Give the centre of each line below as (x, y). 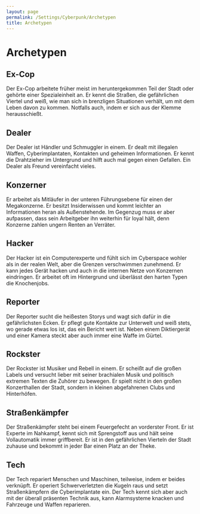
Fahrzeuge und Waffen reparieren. (49, 504)
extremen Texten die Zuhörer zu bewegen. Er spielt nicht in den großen (94, 381)
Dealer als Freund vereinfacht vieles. (51, 166)
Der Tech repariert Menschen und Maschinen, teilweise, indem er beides (96, 479)
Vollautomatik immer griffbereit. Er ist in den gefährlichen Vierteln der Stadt (99, 440)
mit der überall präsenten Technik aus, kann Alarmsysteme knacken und (95, 498)
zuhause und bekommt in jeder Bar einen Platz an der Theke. (81, 446)
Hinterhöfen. (22, 394)
